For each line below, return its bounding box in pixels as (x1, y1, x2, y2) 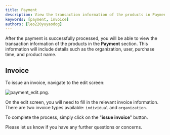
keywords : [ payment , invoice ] (5, 17, 69, 22)
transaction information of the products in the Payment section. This (5, 41, 148, 47)
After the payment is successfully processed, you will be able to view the (5, 35, 158, 41)
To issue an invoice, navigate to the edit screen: (5, 79, 105, 86)
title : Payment (5, 7, 37, 13)
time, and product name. (5, 52, 57, 58)
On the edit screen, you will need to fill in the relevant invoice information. (5, 99, 158, 105)
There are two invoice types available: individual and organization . (5, 105, 147, 111)
